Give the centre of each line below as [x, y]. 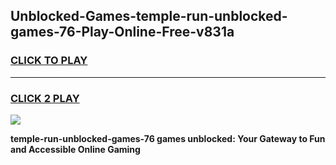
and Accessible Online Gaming [75, 149]
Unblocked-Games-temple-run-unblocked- [149, 16]
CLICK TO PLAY [49, 61]
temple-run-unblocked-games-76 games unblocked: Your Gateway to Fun [168, 138]
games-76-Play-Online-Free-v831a [122, 32]
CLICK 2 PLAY [45, 98]
